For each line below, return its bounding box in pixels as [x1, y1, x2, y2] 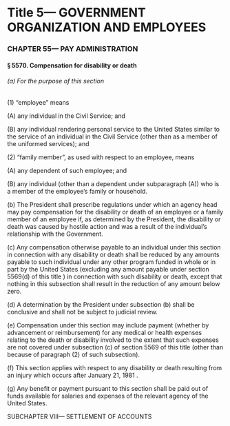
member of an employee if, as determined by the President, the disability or [7, 215, 221, 223]
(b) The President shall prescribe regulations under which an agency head [7, 200, 218, 208]
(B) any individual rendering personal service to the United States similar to [7, 125, 220, 133]
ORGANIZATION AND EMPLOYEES [7, 19, 207, 35]
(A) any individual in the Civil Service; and [7, 112, 126, 120]
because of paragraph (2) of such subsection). [7, 350, 140, 358]
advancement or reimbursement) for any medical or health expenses [7, 328, 202, 336]
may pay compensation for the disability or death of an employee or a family [7, 207, 224, 216]
